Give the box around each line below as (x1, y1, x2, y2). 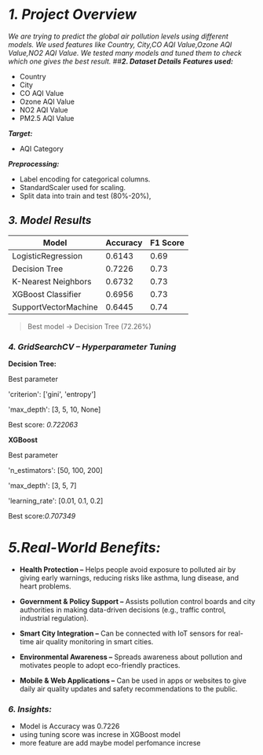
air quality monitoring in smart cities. (35, 636, 154, 646)
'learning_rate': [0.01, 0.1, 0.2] (8, 497, 104, 506)
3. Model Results (8, 214, 92, 227)
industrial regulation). (19, 613, 89, 622)
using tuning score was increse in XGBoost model (19, 730, 181, 739)
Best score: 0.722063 (8, 420, 79, 430)
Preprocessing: (8, 159, 60, 168)
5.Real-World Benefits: (8, 539, 161, 557)
